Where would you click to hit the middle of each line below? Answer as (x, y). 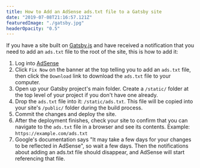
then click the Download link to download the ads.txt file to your (93, 76)
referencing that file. (40, 158)
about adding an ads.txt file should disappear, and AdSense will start (100, 152)
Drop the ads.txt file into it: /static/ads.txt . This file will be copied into (104, 102)
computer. (28, 83)
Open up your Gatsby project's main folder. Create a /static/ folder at (101, 89)
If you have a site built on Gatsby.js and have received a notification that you (100, 45)
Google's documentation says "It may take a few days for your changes (103, 140)
